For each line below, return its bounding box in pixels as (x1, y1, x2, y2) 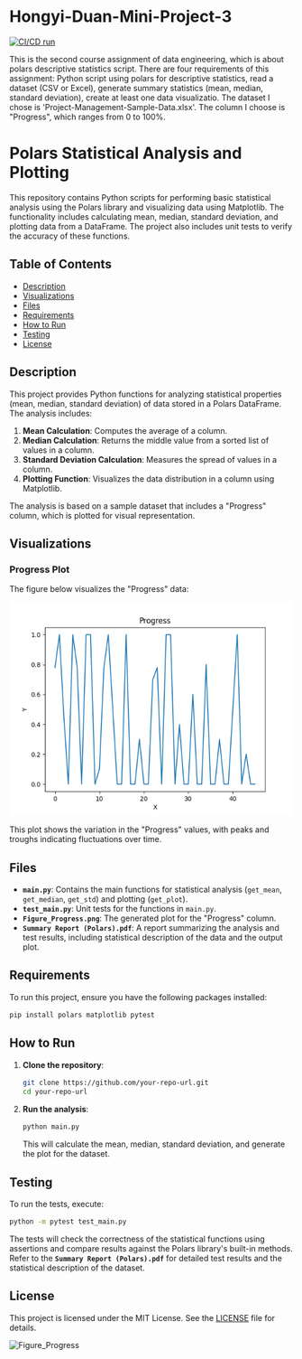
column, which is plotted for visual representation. (9, 510, 196, 520)
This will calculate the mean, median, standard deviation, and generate (22, 1139, 286, 1149)
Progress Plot (9, 563, 70, 576)
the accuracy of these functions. (9, 230, 131, 241)
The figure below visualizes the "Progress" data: (9, 584, 189, 595)
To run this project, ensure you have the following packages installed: (9, 991, 268, 1002)
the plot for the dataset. (22, 1148, 111, 1159)
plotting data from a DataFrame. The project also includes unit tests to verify (9, 220, 293, 231)
